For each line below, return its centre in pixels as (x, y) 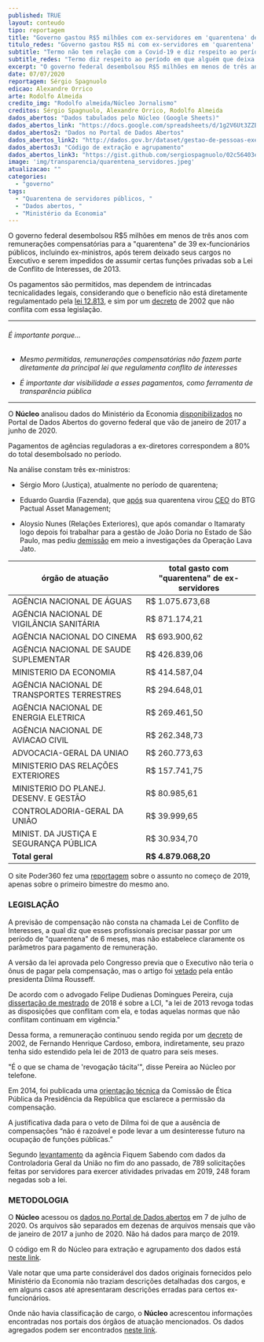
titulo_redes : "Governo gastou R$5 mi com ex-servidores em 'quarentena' (132, 45)
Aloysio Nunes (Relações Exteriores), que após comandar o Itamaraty (132, 524)
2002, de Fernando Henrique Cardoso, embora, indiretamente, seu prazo (126, 1043)
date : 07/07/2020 (37, 74)
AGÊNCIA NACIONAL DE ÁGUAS (72, 601)
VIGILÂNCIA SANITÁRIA (56, 624)
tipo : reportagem (37, 30)
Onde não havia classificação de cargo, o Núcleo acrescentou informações (130, 1314)
